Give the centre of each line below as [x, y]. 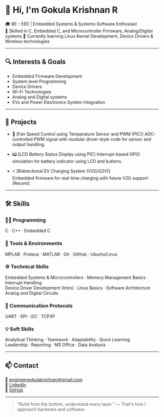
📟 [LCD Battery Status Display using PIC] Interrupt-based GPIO [76, 154]
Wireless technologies [27, 41]
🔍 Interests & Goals [35, 62]
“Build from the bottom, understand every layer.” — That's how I [81, 404]
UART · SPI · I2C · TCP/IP [30, 316]
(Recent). [21, 183]
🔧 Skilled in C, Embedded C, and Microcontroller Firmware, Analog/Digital [79, 31]
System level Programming [39, 81]
